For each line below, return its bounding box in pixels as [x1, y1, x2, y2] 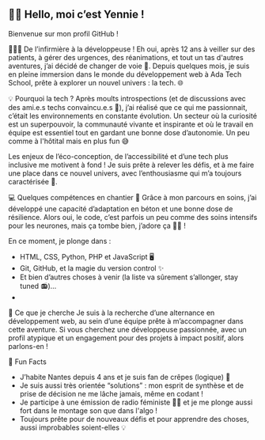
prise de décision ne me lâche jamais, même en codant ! [19, 389, 204, 398]
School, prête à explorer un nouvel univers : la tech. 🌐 [8, 78, 184, 87]
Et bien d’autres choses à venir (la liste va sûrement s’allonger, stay [19, 272, 239, 282]
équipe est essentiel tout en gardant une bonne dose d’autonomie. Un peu [8, 127, 250, 137]
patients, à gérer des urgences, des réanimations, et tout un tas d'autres [8, 52, 244, 62]
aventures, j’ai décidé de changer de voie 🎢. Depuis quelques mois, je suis [8, 61, 250, 70]
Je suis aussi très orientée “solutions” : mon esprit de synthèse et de [19, 381, 244, 390]
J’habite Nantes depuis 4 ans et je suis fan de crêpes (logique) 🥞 [19, 372, 231, 381]
